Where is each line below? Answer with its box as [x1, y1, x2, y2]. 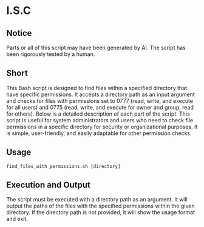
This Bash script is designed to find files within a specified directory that [6, 84, 187, 91]
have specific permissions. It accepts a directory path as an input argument [6, 91, 195, 98]
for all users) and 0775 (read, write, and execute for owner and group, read [6, 103, 194, 111]
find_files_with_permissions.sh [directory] [6, 163, 121, 169]
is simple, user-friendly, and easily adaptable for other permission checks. [6, 129, 192, 137]
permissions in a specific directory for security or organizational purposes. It [6, 123, 198, 130]
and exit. [6, 215, 29, 223]
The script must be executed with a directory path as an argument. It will [6, 196, 188, 203]
